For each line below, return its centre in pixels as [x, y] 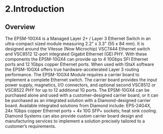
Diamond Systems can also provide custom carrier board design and [74, 116]
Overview [20, 27]
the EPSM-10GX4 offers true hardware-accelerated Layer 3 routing [72, 69]
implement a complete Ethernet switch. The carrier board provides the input [81, 80]
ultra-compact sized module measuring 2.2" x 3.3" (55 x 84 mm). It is [75, 44]
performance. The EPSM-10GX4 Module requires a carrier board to [72, 75]
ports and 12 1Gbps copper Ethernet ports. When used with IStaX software [80, 64]
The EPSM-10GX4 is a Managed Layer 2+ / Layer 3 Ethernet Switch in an [78, 38]
